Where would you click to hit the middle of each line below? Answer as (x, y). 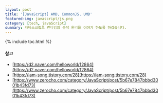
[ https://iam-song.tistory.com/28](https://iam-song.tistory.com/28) (79, 75)
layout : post (18, 10)
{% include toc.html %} (28, 41)
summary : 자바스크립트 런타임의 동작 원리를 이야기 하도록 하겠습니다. (66, 28)
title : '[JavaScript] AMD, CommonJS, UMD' (49, 14)
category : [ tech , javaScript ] (36, 23)
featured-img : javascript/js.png (39, 19)
